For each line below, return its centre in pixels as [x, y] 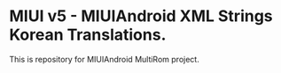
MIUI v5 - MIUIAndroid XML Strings [141, 16]
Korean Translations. [88, 35]
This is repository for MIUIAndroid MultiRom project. [104, 59]
